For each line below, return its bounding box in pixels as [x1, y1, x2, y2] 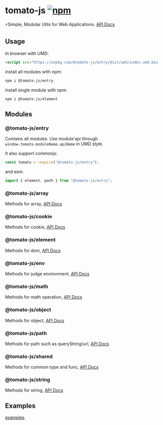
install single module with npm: [5, 87, 67, 93]
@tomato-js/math [5, 283, 49, 290]
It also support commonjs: [5, 151, 58, 157]
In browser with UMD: [5, 50, 49, 56]
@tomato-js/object [5, 306, 51, 313]
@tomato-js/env [5, 260, 45, 267]
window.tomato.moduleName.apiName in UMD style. [5, 141, 103, 147]
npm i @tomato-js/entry [5, 78, 54, 83]
